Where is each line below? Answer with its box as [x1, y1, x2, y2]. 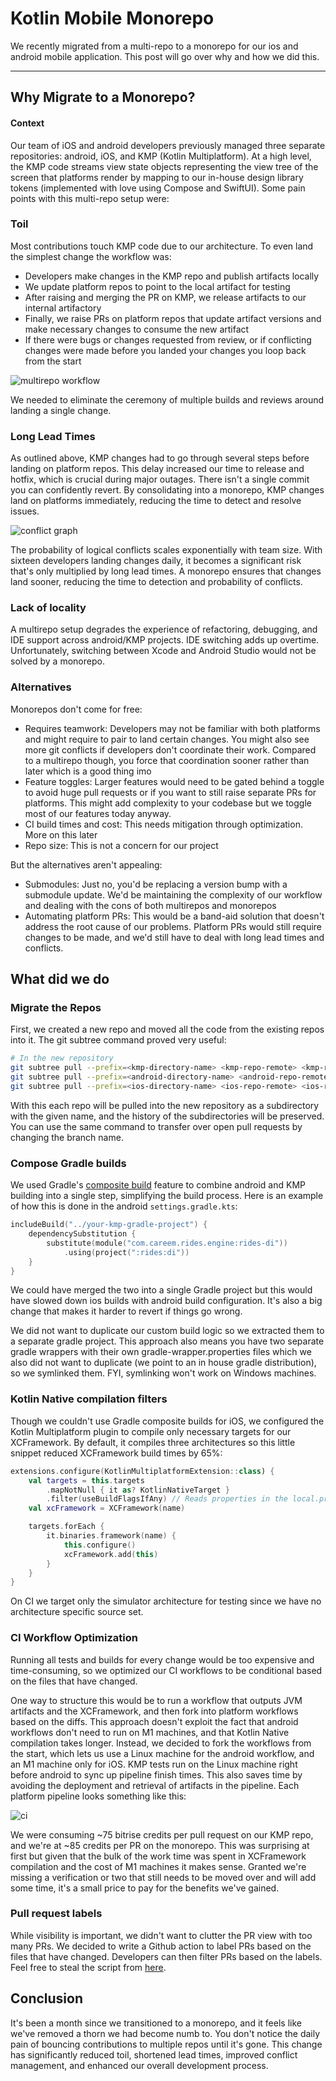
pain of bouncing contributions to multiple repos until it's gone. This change [10, 2038, 323, 2050]
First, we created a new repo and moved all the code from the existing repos [10, 1023, 325, 1036]
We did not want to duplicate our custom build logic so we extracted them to [10, 1325, 325, 1337]
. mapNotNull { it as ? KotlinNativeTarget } [46, 1485, 230, 1495]
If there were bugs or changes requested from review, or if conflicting [24, 333, 312, 346]
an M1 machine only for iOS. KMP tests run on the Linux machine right [10, 1758, 298, 1770]
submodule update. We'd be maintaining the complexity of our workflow [24, 888, 323, 901]
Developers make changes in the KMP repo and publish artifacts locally [24, 270, 320, 282]
